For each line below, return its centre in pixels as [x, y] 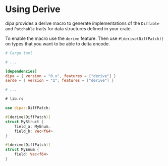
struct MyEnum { [22, 150]
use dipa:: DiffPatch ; [28, 108]
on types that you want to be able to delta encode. [58, 43]
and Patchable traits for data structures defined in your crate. [69, 28]
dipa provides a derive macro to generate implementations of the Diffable [82, 23]
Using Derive [33, 9]
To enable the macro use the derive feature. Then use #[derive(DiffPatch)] [85, 38]
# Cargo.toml [19, 53]
